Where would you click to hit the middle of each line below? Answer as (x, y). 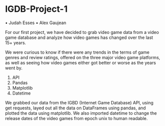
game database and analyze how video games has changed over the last (79, 37)
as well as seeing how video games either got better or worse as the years (81, 63)
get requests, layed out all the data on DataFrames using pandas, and (76, 108)
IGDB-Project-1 (36, 9)
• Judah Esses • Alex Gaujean (36, 23)
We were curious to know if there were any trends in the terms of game (77, 52)
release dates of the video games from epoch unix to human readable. (76, 118)
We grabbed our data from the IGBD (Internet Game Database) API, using (79, 102)
